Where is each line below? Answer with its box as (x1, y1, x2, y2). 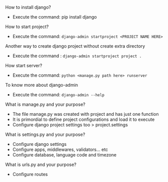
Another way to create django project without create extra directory (5, 43, 145, 49)
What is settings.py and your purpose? (5, 131, 86, 137)
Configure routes (12, 171, 48, 177)
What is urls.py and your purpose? (5, 161, 76, 167)
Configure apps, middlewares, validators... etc (12, 146, 108, 152)
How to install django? (5, 5, 51, 10)
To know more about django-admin (5, 82, 78, 88)
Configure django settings (12, 141, 67, 147)
